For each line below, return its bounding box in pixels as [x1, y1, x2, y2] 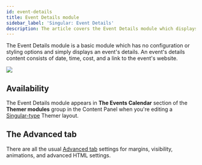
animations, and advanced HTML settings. [6, 151, 111, 159]
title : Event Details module [6, 14, 79, 20]
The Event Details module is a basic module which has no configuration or [6, 42, 190, 49]
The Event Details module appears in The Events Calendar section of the [6, 100, 188, 107]
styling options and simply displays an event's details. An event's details [6, 49, 185, 56]
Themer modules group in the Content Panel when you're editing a [6, 106, 173, 113]
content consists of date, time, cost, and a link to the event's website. [6, 55, 179, 62]
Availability [6, 83, 49, 94]
